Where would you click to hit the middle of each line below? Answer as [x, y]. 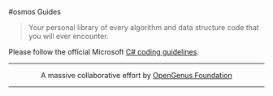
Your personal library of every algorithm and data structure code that [144, 27]
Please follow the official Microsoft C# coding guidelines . [104, 52]
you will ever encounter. [68, 36]
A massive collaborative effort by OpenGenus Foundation [136, 75]
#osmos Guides [35, 12]
